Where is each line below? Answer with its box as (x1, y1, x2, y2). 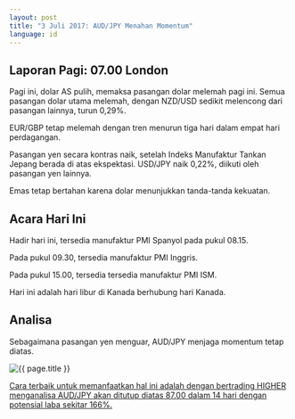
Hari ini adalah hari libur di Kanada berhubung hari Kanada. (9, 287, 226, 297)
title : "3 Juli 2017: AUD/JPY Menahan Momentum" (9, 21, 193, 30)
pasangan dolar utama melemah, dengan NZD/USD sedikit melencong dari (9, 95, 283, 107)
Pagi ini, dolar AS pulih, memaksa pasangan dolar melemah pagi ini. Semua (9, 86, 285, 97)
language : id (9, 29, 58, 38)
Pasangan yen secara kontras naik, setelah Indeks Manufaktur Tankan (9, 149, 266, 160)
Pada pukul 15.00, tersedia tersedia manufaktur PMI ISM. (9, 269, 217, 280)
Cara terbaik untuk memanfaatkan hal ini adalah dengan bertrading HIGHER (9, 380, 287, 390)
